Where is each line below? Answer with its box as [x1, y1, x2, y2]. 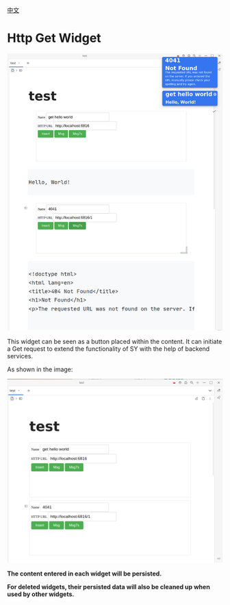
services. [7, 352, 33, 360]
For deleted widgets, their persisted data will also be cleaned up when [7, 582, 210, 591]
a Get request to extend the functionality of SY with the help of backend [7, 345, 210, 353]
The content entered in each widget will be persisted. [7, 569, 162, 578]
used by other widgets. [7, 590, 75, 598]
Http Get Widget [7, 30, 101, 46]
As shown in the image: [7, 365, 73, 373]
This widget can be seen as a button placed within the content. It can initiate [7, 338, 222, 346]
